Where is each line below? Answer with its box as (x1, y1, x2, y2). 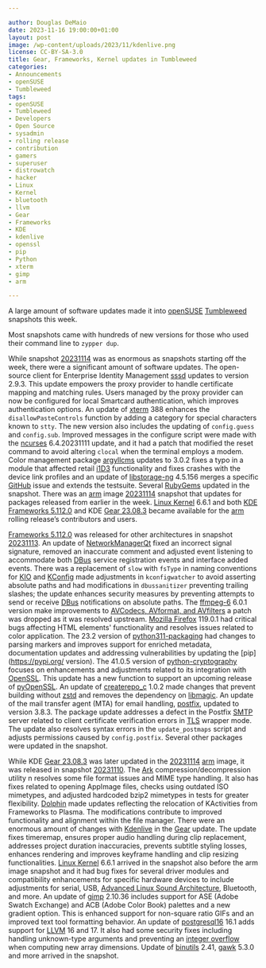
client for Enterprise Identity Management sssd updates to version (33, 371, 249, 380)
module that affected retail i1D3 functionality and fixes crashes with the (8, 464, 241, 473)
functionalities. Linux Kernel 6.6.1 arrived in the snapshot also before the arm (8, 858, 259, 868)
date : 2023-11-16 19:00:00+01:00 (8, 25, 119, 34)
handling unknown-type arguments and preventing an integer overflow (8, 934, 240, 943)
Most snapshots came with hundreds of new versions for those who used (8, 330, 249, 340)
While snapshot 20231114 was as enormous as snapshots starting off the (8, 354, 247, 363)
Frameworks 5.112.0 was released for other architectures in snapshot (8, 530, 233, 539)
